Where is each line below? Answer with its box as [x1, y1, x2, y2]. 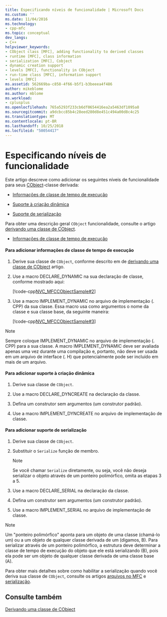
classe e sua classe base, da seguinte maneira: [12, 308, 110, 315]
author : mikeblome [5, 86, 43, 91]
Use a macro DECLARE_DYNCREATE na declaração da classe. [12, 391, 141, 397]
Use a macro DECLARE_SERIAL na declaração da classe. [12, 488, 129, 494]
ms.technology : [5, 21, 37, 26]
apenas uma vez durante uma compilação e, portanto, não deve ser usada [5, 348, 158, 354]
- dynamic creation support [5, 63, 64, 68]
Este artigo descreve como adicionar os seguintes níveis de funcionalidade [5, 177, 160, 183]
